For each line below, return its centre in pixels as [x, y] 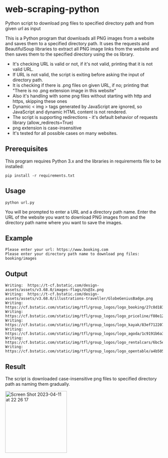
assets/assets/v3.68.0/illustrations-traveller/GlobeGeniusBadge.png [79, 299]
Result [15, 366]
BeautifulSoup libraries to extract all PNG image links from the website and [82, 49]
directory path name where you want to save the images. [64, 222]
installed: [14, 166]
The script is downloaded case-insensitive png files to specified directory [81, 379]
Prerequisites [26, 149]
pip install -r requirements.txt [40, 176]
